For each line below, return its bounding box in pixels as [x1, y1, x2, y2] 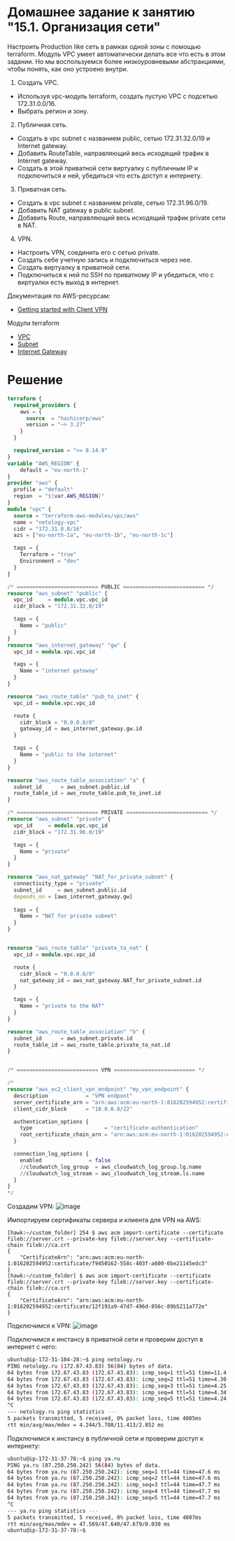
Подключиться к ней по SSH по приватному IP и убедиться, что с [17, 270, 215, 279]
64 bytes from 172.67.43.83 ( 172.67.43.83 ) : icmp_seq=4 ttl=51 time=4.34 [7, 1389, 227, 1396]
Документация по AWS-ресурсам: [7, 291, 111, 300]
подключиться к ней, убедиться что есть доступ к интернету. [17, 171, 202, 180]
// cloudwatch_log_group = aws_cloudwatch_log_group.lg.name [20, 1163, 201, 1170]
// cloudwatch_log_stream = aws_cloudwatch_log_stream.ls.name [20, 1170, 205, 1177]
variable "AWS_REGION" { [7, 460, 80, 467]
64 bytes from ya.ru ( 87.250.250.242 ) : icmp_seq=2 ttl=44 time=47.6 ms [7, 1475, 220, 1482]
